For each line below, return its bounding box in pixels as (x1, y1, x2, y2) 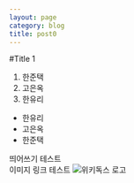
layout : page (9, 12, 57, 22)
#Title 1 (9, 54, 36, 65)
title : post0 (9, 29, 57, 38)
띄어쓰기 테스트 (9, 154, 62, 164)
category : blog (9, 21, 65, 30)
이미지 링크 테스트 (9, 164, 71, 175)
